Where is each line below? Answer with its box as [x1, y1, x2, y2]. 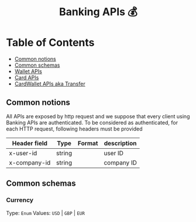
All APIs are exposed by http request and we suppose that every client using [6, 112, 190, 119]
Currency [6, 196, 34, 204]
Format [78, 139, 98, 147]
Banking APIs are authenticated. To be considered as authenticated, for [6, 119, 178, 126]
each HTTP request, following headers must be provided [6, 125, 143, 132]
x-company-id [9, 158, 51, 166]
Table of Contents [6, 36, 95, 49]
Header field [12, 139, 48, 147]
